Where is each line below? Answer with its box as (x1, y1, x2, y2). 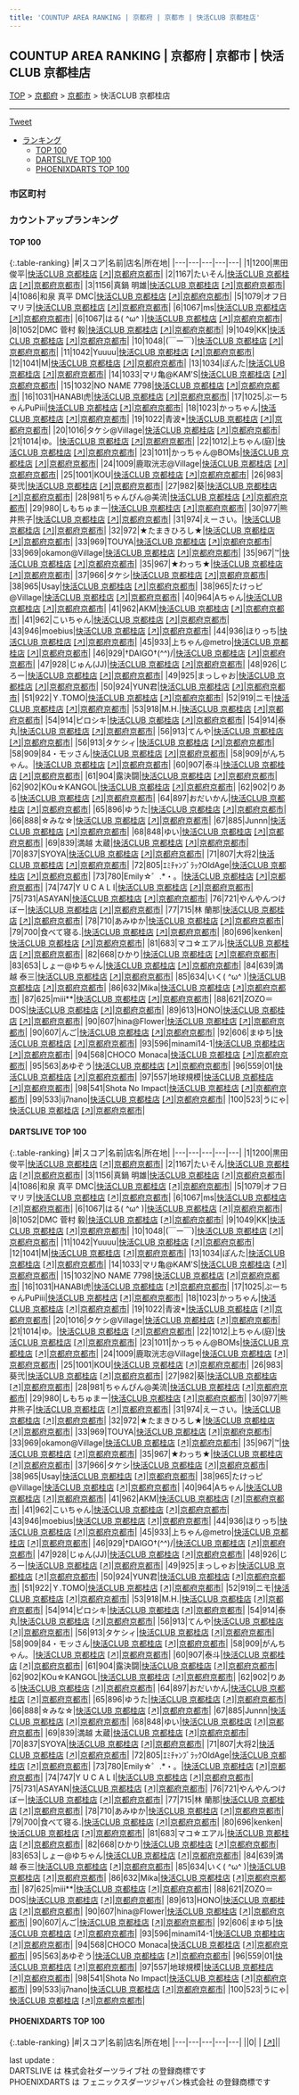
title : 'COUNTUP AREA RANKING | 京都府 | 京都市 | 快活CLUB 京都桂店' (9, 12, 261, 22)
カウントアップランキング (9, 214, 118, 227)
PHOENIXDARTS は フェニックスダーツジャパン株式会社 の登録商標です (9, 2076, 271, 2087)
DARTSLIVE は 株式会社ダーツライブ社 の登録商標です (9, 2065, 206, 2075)
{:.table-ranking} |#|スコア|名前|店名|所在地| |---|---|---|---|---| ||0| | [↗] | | (9, 2036, 281, 2048)
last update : (9, 2054, 55, 2066)
